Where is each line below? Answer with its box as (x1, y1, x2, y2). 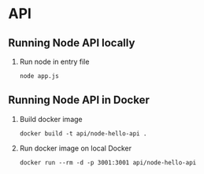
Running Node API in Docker (8, 94, 150, 107)
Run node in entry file (19, 57, 90, 66)
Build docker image (19, 114, 83, 124)
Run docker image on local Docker (19, 143, 132, 153)
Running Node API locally (8, 36, 135, 50)
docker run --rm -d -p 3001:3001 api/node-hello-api (19, 158, 197, 166)
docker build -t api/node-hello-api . (19, 129, 147, 138)
